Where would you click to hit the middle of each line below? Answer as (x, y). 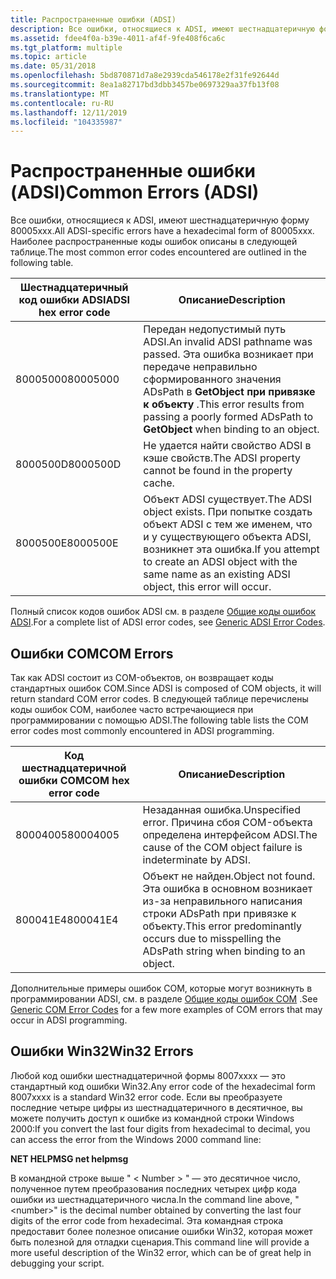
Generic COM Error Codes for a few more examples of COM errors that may (166, 1009)
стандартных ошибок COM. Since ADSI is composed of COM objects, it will (166, 688)
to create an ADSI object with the (220, 562)
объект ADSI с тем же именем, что (228, 524)
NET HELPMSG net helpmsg (69, 1158)
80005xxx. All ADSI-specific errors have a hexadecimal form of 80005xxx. (162, 231)
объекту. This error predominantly (222, 926)
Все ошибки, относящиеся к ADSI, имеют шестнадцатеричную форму (160, 220)
